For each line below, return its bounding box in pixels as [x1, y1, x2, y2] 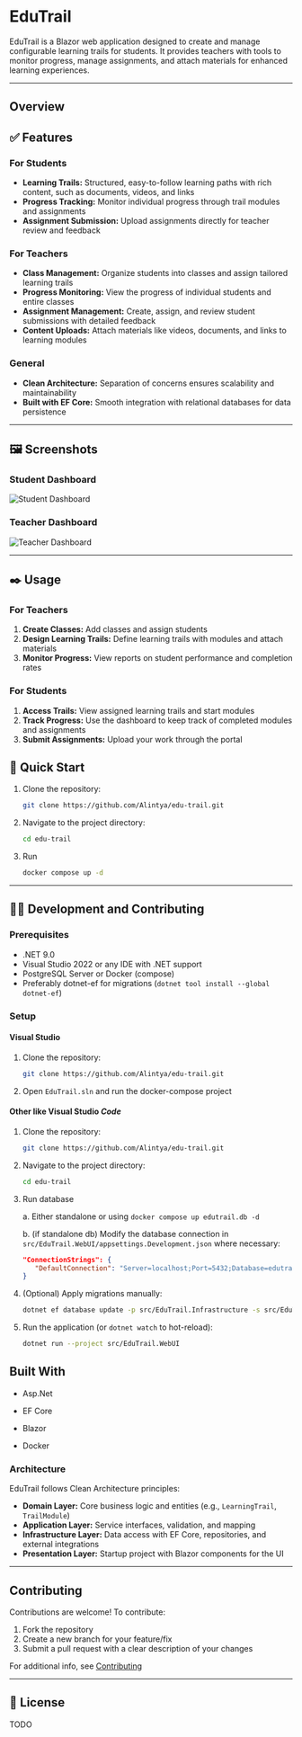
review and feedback [22, 225, 101, 236]
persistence [22, 406, 67, 417]
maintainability [22, 387, 77, 397]
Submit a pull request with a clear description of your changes [22, 1643, 253, 1653]
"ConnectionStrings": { [22, 1255, 112, 1264]
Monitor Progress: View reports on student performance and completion [22, 653, 293, 664]
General [9, 357, 45, 370]
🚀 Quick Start [9, 760, 85, 775]
